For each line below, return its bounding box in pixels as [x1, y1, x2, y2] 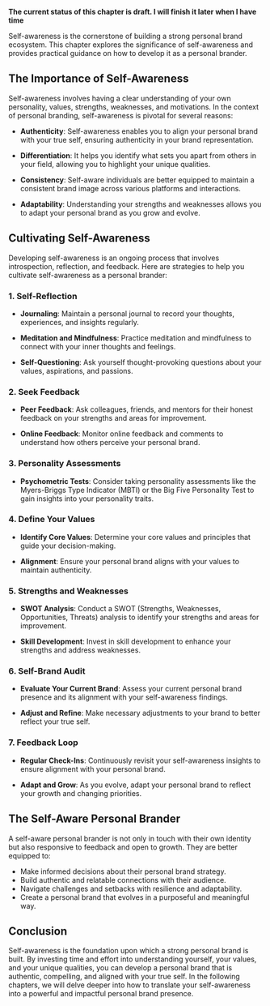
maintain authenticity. [19, 565, 92, 575]
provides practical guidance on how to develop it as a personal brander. [8, 49, 248, 58]
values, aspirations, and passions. [19, 366, 133, 375]
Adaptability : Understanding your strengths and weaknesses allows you [19, 199, 262, 209]
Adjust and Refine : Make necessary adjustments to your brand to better [19, 708, 261, 718]
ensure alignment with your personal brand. [19, 764, 166, 773]
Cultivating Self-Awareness [8, 231, 151, 246]
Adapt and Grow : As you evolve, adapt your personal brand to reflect [19, 780, 251, 790]
